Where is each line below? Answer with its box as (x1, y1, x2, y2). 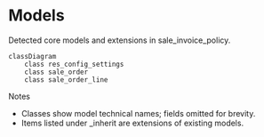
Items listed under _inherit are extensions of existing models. (20, 117, 244, 128)
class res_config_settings (24, 60, 124, 68)
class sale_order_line (24, 75, 108, 85)
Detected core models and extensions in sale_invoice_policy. (8, 35, 231, 45)
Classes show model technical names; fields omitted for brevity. (20, 108, 256, 118)
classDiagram (8, 52, 57, 60)
